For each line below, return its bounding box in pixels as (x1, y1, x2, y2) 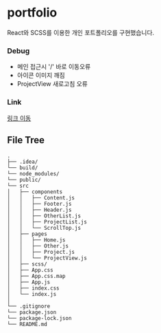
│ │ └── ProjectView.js (7, 255, 88, 262)
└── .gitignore (7, 303, 51, 310)
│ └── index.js (7, 291, 57, 298)
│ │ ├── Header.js (7, 206, 72, 214)
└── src (7, 182, 29, 190)
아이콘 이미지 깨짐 (16, 71, 65, 80)
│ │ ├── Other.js (7, 243, 69, 250)
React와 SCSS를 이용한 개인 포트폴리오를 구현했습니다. (7, 28, 155, 36)
